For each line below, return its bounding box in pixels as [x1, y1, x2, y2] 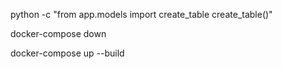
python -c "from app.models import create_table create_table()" [10, 9, 273, 20]
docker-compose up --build [10, 47, 125, 59]
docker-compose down [10, 28, 107, 39]
